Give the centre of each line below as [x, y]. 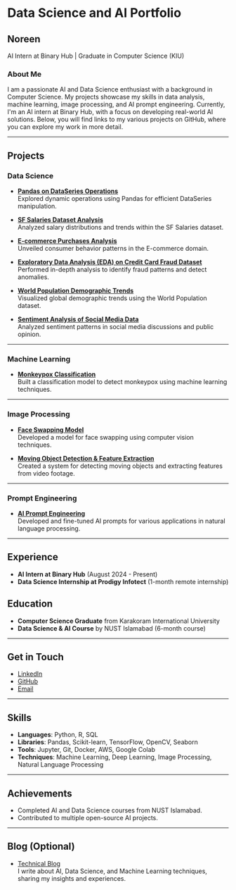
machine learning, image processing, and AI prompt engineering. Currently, [116, 104]
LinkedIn [30, 674]
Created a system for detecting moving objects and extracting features [120, 466]
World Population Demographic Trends [76, 290]
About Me [25, 74]
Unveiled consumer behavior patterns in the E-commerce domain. [113, 248]
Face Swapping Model [51, 429]
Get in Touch [36, 657]
